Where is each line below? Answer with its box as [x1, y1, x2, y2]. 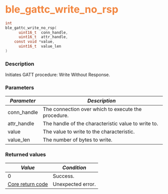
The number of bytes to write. [42, 136, 112, 143]
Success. [52, 172, 74, 179]
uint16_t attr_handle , [18, 34, 68, 39]
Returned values [5, 151, 46, 158]
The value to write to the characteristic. [42, 128, 135, 135]
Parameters [5, 84, 34, 91]
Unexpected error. [52, 180, 96, 187]
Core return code [7, 180, 48, 187]
